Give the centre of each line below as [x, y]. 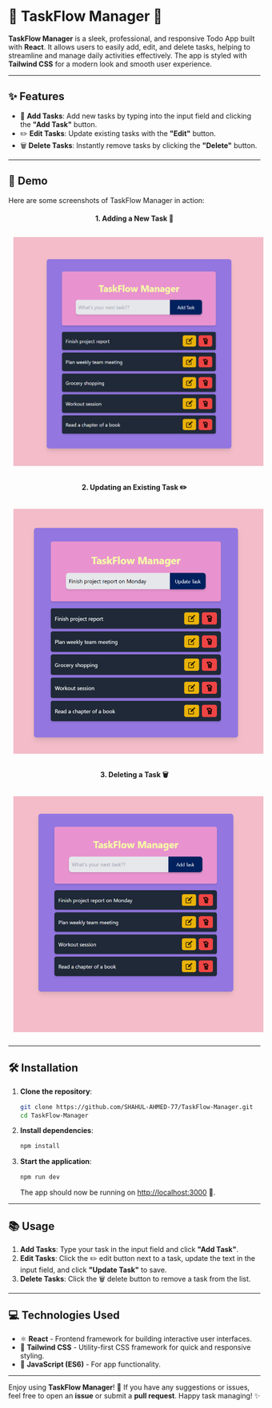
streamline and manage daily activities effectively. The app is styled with [128, 55]
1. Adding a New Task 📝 [134, 218]
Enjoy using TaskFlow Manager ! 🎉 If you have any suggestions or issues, [129, 1387]
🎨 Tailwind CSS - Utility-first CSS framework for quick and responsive [135, 1347]
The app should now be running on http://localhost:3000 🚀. [118, 1193]
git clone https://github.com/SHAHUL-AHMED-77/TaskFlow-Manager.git [136, 1107]
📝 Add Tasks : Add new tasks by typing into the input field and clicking [136, 116]
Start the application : [56, 1162]
